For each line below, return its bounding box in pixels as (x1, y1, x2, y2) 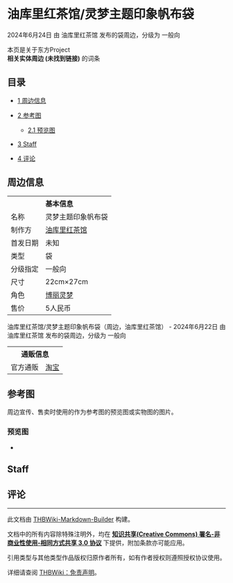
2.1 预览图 (27, 126, 55, 134)
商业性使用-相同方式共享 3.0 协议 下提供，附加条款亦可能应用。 (7, 538, 189, 547)
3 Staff (17, 140, 37, 148)
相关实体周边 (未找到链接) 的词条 (7, 54, 101, 63)
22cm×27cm (45, 276, 89, 286)
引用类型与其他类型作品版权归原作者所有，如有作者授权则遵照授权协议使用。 (7, 553, 226, 561)
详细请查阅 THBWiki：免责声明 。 (7, 568, 101, 576)
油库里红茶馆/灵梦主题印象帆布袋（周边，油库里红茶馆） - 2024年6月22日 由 (7, 322, 226, 330)
